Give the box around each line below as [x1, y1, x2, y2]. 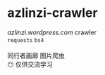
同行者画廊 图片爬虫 [7, 51, 65, 60]
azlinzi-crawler [7, 5, 98, 21]
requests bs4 [7, 36, 44, 43]
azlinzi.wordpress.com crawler [7, 28, 97, 36]
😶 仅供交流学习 [7, 60, 53, 68]
